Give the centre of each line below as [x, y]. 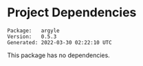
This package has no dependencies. [58, 55]
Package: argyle [33, 31]
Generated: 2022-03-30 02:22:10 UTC [59, 42]
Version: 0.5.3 [32, 36]
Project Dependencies [72, 13]
